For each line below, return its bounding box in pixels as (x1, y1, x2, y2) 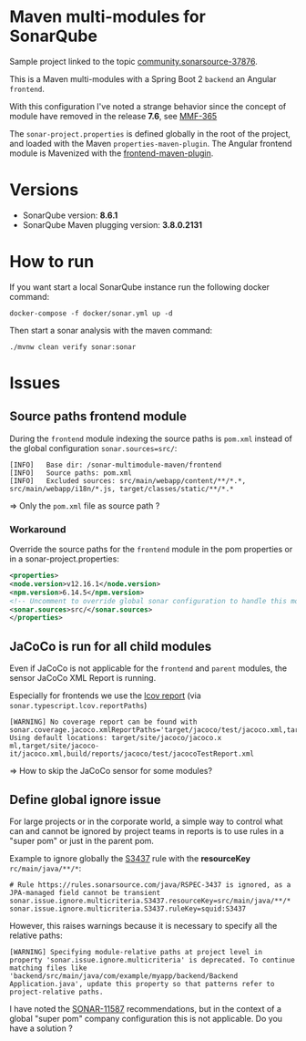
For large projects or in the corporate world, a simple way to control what (9, 816, 284, 827)
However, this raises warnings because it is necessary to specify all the (9, 920, 278, 931)
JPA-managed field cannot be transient (9, 888, 161, 897)
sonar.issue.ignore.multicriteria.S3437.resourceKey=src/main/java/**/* (9, 896, 291, 905)
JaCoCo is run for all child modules (9, 638, 212, 654)
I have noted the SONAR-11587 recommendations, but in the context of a (9, 1003, 282, 1014)
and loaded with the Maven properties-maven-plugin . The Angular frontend (9, 138, 293, 149)
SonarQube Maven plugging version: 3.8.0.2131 (22, 219, 203, 230)
